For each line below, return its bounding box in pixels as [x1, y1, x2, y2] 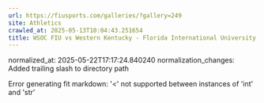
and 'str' [8, 88, 36, 97]
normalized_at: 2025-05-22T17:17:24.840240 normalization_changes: [8, 55, 235, 65]
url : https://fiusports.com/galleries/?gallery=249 [8, 11, 182, 20]
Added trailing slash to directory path [8, 64, 129, 74]
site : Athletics [8, 19, 62, 27]
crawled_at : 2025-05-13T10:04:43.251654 [8, 26, 144, 34]
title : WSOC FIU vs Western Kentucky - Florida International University [8, 33, 257, 42]
